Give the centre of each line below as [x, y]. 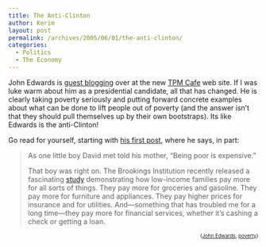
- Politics [33, 52]
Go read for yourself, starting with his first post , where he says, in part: [124, 140]
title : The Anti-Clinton [49, 15]
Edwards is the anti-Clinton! [54, 125]
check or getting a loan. [66, 221]
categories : [28, 45]
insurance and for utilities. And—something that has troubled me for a [142, 204]
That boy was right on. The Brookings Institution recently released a [139, 171]
